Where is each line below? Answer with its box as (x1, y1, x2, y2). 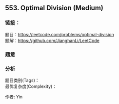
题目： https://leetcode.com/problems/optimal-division (5, 31, 114, 37)
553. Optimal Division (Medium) (5, 4, 103, 12)
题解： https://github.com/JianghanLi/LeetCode (5, 38, 100, 43)
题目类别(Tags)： (5, 77, 40, 83)
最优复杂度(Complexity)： (5, 83, 57, 89)
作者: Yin (5, 94, 23, 100)
